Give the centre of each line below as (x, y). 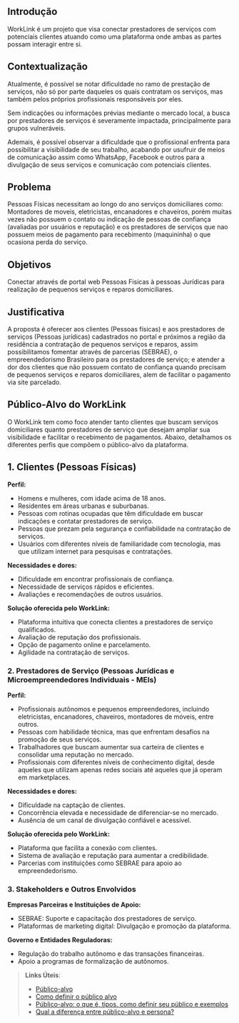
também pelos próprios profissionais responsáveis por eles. (95, 99)
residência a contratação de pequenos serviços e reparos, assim (103, 344)
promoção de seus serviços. (60, 739)
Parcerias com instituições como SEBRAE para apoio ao (100, 863)
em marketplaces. (44, 777)
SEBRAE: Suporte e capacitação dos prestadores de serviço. (107, 919)
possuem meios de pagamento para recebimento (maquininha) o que (109, 234)
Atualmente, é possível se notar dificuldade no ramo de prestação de (109, 84)
